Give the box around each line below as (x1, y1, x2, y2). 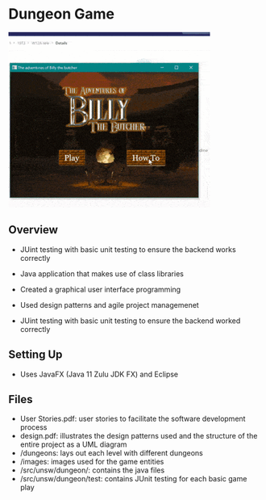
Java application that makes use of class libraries (19, 268, 184, 279)
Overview (8, 223, 59, 237)
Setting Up (8, 348, 63, 362)
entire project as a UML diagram (19, 439, 127, 449)
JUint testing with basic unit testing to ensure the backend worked (19, 316, 241, 326)
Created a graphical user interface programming (19, 284, 181, 294)
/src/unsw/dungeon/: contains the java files (19, 465, 165, 475)
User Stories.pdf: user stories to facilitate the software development (19, 414, 246, 424)
